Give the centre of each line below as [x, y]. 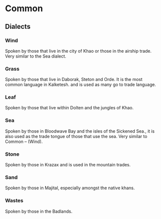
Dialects [18, 27]
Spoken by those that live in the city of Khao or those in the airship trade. [78, 51]
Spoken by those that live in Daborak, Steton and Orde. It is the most [74, 80]
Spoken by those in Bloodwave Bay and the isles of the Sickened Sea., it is [80, 131]
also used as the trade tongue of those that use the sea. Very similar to [76, 136]
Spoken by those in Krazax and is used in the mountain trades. [68, 165]
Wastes [14, 200]
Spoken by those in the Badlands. [39, 211]
